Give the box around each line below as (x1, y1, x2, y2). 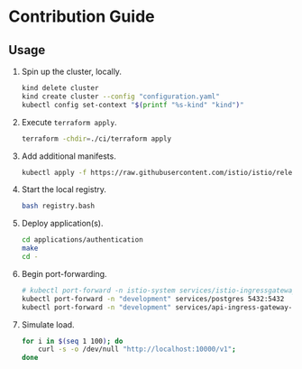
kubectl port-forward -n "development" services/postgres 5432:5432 (21, 294, 285, 303)
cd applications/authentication (21, 235, 143, 244)
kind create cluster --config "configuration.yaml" (21, 92, 220, 101)
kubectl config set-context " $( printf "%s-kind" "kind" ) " (21, 100, 244, 109)
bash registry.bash (21, 201, 96, 211)
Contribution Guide (8, 6, 155, 27)
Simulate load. (21, 318, 75, 330)
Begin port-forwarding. (21, 268, 107, 279)
